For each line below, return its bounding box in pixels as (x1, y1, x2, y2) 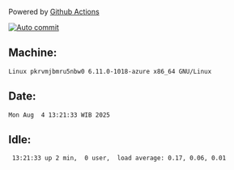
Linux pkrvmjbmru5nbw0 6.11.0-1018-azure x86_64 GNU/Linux (8, 67, 212, 75)
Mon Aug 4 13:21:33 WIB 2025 (8, 111, 111, 119)
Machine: (8, 46, 57, 60)
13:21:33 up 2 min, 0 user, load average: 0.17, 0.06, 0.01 (11, 154, 227, 163)
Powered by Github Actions (8, 7, 100, 16)
